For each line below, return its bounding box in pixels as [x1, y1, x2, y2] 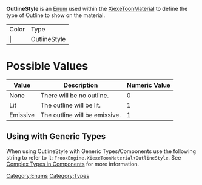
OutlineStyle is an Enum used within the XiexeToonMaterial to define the [6, 5, 188, 12]
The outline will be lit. [40, 101, 101, 109]
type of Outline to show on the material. [6, 11, 105, 19]
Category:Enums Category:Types [6, 172, 90, 179]
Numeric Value [126, 81, 171, 89]
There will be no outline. [40, 91, 109, 99]
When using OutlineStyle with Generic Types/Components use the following [6, 148, 196, 155]
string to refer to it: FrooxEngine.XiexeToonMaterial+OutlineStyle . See [6, 154, 181, 161]
